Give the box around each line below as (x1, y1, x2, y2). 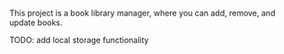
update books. (9, 17, 63, 28)
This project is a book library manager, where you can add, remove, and (9, 8, 276, 18)
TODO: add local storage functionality (9, 35, 149, 45)
